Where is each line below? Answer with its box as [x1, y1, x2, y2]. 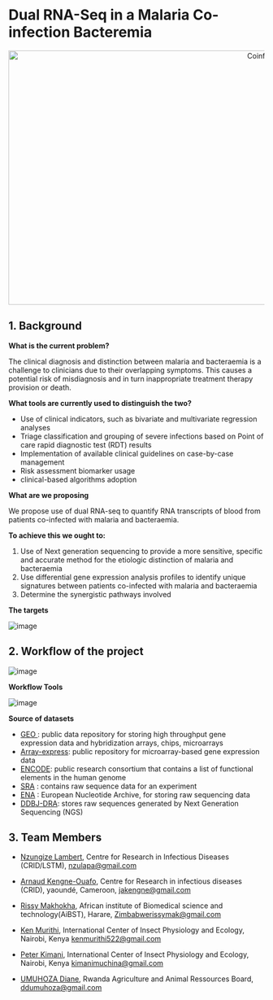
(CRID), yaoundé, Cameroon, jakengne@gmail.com [19, 885, 191, 895]
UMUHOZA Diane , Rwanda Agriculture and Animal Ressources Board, [19, 974, 254, 984]
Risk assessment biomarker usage [19, 465, 136, 475]
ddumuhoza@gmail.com [19, 983, 102, 993]
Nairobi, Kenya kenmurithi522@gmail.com [19, 934, 162, 944]
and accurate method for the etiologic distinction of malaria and [19, 555, 234, 565]
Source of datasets [8, 714, 75, 723]
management [19, 457, 65, 467]
